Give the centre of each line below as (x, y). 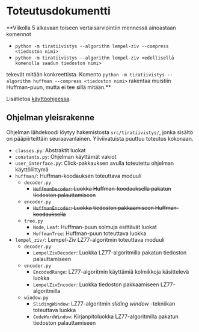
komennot (19, 34)
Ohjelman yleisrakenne (51, 118)
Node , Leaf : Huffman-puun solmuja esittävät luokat (95, 227)
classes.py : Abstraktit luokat (50, 150)
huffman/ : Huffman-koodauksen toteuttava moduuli (78, 176)
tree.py (33, 221)
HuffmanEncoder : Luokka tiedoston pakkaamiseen (93, 207)
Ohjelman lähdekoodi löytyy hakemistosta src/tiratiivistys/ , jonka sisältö (100, 132)
